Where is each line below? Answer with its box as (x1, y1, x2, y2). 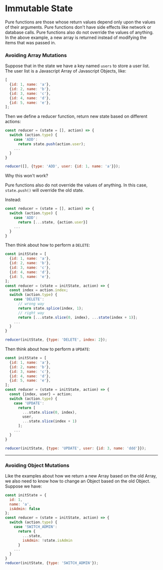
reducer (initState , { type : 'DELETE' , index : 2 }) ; (5, 337, 108, 342)
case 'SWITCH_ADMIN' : (14, 524, 57, 530)
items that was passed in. (5, 39, 56, 45)
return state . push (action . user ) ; (17, 142, 86, 147)
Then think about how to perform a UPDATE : (5, 346, 90, 352)
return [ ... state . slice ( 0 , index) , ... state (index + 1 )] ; (17, 315, 138, 320)
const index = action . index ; (9, 288, 68, 293)
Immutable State (5, 3, 73, 14)
